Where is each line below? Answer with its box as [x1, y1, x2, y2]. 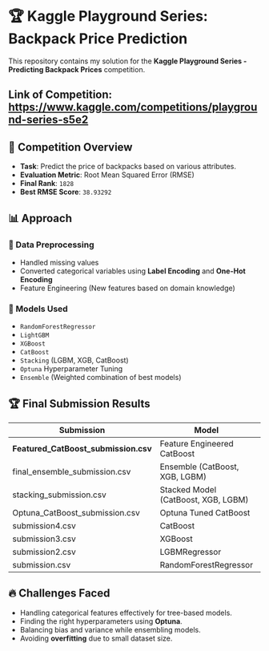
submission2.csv [12, 546, 76, 557]
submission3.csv [12, 533, 76, 544]
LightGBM [19, 331, 50, 340]
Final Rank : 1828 [19, 179, 74, 188]
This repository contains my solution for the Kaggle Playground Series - [8, 56, 247, 66]
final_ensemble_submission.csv [12, 466, 131, 477]
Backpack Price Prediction [8, 30, 188, 48]
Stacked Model [159, 483, 217, 495]
